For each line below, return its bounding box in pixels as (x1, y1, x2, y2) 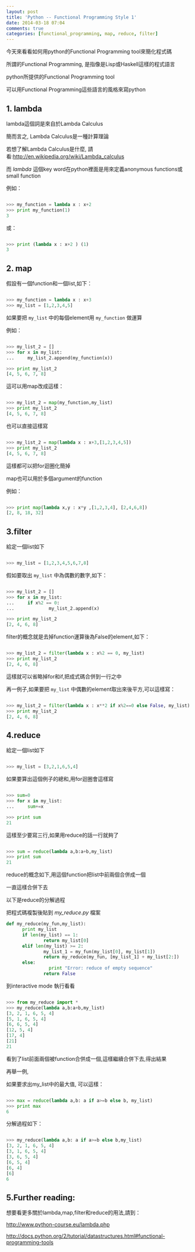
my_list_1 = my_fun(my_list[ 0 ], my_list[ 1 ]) (43, 948, 156, 955)
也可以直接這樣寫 (6, 422, 48, 429)
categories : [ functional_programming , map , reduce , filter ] (6, 31, 159, 37)
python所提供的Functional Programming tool (6, 73, 115, 80)
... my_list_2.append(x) (6, 605, 100, 611)
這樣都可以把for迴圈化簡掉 (6, 462, 71, 469)
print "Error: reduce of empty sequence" (48, 966, 153, 971)
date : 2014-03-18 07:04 (6, 20, 65, 26)
